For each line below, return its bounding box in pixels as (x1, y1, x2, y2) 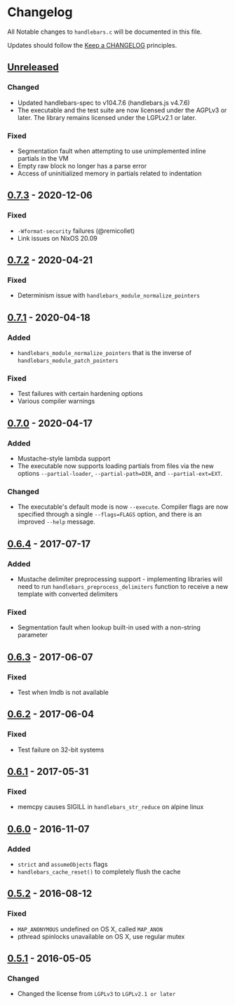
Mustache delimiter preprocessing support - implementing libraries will (17, 575, 223, 583)
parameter (17, 631, 48, 639)
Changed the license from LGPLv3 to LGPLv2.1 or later (17, 990, 176, 998)
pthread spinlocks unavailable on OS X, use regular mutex (17, 932, 185, 940)
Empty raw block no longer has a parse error (17, 161, 147, 170)
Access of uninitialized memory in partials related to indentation (17, 169, 202, 178)
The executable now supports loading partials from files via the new (17, 461, 214, 470)
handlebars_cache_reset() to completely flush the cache (17, 867, 181, 876)
